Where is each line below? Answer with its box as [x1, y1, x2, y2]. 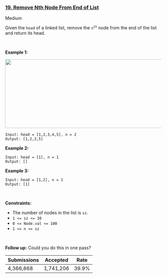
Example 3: [5, 168, 29, 174]
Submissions [7, 257, 39, 264]
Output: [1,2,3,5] [5, 137, 43, 141]
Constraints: [5, 200, 32, 206]
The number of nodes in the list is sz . [12, 210, 88, 216]
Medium [5, 15, 22, 21]
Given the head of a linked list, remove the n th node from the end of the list [5, 25, 157, 31]
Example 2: [5, 145, 29, 151]
